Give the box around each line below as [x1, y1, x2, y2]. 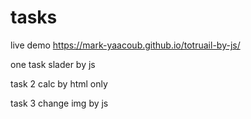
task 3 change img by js [10, 97, 109, 109]
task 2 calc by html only [10, 77, 108, 90]
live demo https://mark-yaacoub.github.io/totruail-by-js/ [10, 39, 241, 51]
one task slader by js [10, 58, 96, 70]
